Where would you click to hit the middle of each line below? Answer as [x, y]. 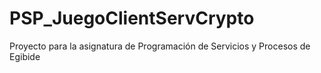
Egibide [25, 56]
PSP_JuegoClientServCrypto [132, 18]
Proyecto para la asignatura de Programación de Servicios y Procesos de [160, 46]
